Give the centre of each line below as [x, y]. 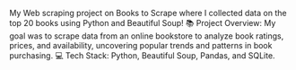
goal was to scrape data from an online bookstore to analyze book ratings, [147, 36]
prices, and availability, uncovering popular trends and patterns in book [141, 45]
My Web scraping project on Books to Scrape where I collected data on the [148, 13]
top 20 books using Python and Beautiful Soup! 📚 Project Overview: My [143, 23]
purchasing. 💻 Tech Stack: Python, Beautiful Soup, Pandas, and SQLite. [142, 56]
